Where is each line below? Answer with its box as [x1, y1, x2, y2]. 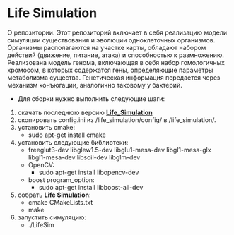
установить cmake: [17, 123, 76, 131]
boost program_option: [28, 175, 95, 184]
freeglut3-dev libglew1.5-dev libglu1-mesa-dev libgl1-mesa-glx [28, 145, 211, 154]
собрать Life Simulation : [17, 191, 91, 199]
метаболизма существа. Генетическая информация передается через [7, 73, 221, 82]
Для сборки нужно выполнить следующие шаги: [17, 94, 165, 103]
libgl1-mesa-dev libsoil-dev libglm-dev [28, 153, 141, 162]
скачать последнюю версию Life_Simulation [17, 108, 153, 116]
